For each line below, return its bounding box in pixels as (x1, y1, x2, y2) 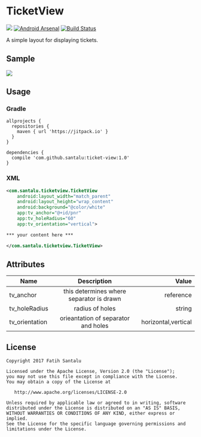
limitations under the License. (6, 426, 87, 432)
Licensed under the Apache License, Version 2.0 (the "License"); (6, 369, 175, 375)
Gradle (6, 105, 26, 113)
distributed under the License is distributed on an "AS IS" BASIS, (6, 405, 181, 411)
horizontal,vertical (141, 318, 192, 326)
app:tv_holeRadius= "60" (17, 216, 77, 222)
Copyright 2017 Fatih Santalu (6, 358, 82, 364)
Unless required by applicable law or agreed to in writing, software (6, 400, 186, 406)
